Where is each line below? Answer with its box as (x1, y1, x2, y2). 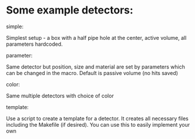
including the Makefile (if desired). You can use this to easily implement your (6, 121, 190, 128)
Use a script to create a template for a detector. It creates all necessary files (6, 115, 189, 122)
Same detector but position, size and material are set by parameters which (6, 63, 185, 70)
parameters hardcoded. (6, 40, 63, 48)
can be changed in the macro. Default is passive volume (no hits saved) (6, 69, 178, 76)
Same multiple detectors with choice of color (6, 92, 114, 99)
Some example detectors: (6, 4, 134, 17)
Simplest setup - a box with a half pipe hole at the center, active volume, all (6, 34, 187, 41)
